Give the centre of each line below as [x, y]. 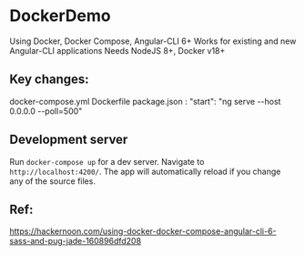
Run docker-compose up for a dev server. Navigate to [107, 161]
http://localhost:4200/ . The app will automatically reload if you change [145, 171]
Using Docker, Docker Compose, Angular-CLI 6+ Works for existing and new [153, 41]
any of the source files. [52, 181]
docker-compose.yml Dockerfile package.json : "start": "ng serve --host [145, 101]
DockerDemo [60, 16]
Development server [69, 140]
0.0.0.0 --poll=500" [46, 111]
